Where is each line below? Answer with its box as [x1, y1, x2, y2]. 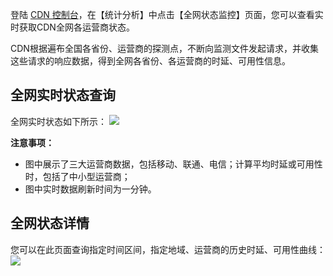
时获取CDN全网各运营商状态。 [10, 21, 135, 33]
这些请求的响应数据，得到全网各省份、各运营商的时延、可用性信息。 [10, 55, 291, 67]
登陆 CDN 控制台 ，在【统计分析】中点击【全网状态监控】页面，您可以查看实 [10, 9, 324, 20]
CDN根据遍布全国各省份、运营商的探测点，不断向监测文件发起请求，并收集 [10, 43, 319, 54]
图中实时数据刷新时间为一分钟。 [24, 183, 157, 195]
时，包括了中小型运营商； [24, 170, 131, 182]
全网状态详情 [10, 215, 90, 232]
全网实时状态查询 [10, 87, 116, 104]
